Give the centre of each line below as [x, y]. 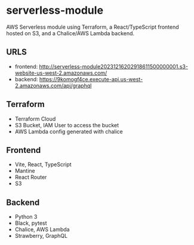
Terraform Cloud [35, 119]
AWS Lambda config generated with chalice [69, 131]
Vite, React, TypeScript [43, 164]
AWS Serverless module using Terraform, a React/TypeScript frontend [93, 27]
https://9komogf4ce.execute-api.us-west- [91, 79]
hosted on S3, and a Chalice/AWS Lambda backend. [70, 33]
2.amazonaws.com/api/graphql [53, 85]
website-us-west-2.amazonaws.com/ [61, 73]
